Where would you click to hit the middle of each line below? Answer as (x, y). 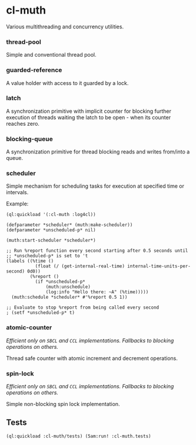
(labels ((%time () (30, 261)
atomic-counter (29, 328)
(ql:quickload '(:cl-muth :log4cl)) (51, 215)
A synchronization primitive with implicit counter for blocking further (89, 111)
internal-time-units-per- (159, 266)
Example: (17, 204)
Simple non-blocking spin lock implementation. (63, 404)
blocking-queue (29, 139)
